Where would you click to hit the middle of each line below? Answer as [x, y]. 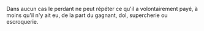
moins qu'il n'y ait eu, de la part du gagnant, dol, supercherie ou [87, 15]
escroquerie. [22, 22]
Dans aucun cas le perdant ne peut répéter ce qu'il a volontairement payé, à [102, 9]
